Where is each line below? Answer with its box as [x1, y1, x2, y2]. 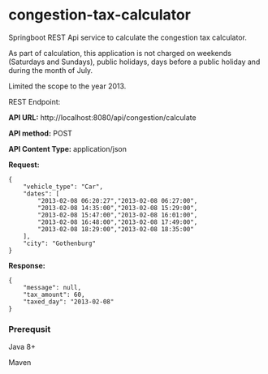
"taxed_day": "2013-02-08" [23, 298, 115, 306]
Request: [8, 160, 40, 170]
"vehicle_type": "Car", [23, 183, 104, 191]
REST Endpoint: [8, 97, 61, 106]
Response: [8, 260, 46, 270]
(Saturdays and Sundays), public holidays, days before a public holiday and [8, 57, 261, 67]
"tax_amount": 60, [23, 290, 85, 299]
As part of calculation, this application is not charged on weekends [8, 48, 231, 58]
